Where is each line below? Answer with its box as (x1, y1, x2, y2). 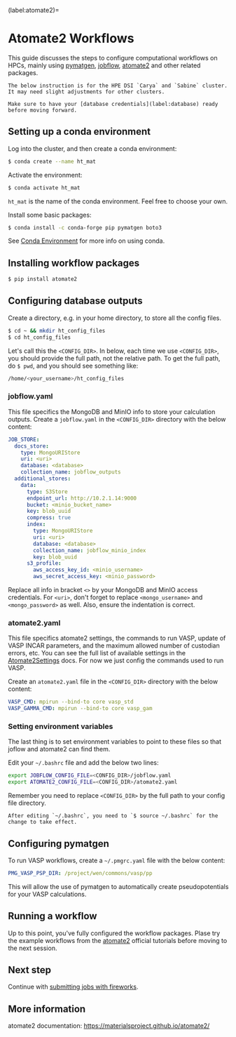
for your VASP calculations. (8, 890, 87, 898)
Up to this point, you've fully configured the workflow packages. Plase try (8, 929, 221, 937)
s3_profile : (26, 560, 62, 567)
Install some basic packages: (8, 210, 92, 219)
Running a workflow (8, 910, 97, 922)
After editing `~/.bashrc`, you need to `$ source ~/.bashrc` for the (8, 812, 218, 819)
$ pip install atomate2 (8, 276, 78, 283)
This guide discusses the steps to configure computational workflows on (8, 53, 218, 62)
